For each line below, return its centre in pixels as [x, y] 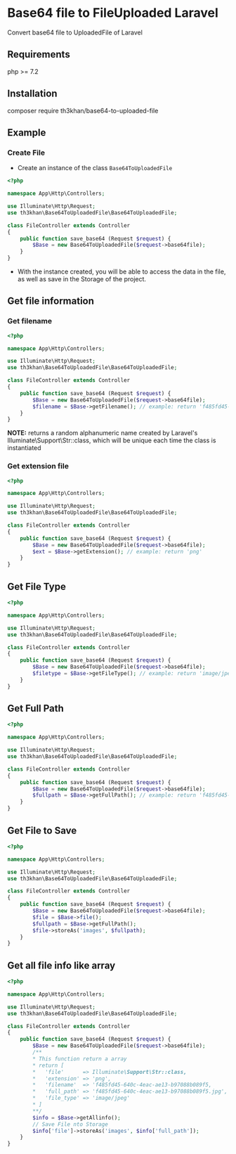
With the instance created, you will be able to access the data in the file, [122, 271]
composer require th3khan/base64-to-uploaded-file [83, 110]
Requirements [39, 55]
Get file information [51, 301]
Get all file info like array [61, 965]
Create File [26, 153]
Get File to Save [42, 830]
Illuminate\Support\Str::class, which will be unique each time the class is [112, 440]
